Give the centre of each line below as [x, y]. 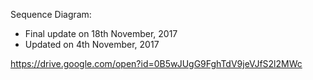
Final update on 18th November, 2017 [101, 33]
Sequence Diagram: [51, 14]
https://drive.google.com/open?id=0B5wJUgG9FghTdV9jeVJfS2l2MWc [156, 63]
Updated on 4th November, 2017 [92, 44]
